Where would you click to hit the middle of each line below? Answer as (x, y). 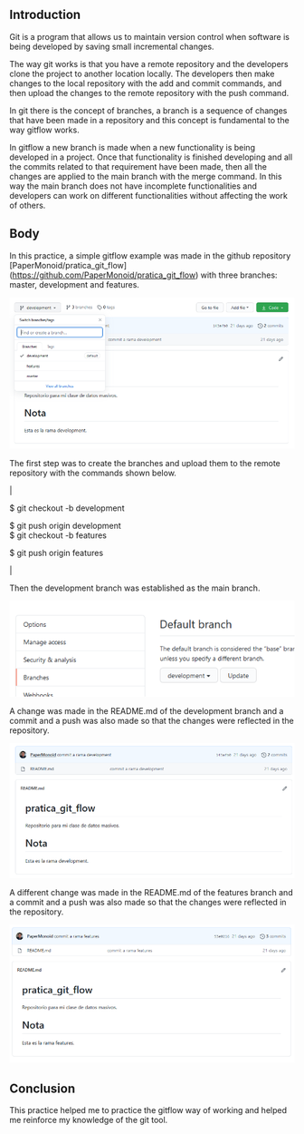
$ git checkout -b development (67, 508)
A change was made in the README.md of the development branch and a (147, 710)
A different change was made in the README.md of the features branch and (151, 892)
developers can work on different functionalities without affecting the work (148, 195)
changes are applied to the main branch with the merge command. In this (146, 176)
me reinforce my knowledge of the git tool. (89, 1120)
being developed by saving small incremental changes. (112, 46)
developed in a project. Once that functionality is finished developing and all (151, 157)
